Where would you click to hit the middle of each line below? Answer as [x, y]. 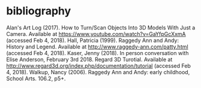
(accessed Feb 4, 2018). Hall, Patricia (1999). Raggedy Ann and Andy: [93, 40]
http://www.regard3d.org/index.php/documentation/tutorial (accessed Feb [99, 66]
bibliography [39, 11]
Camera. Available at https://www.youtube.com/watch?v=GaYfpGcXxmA [96, 34]
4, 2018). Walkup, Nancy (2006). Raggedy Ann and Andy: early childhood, [98, 72]
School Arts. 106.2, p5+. [36, 78]
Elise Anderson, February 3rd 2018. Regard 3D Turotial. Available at [89, 59]
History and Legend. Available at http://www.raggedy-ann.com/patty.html [97, 47]
